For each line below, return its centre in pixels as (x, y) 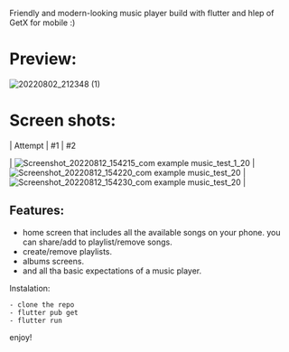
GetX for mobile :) (42, 23)
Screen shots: (63, 120)
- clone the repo (42, 305)
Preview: (43, 59)
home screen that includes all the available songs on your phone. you (151, 232)
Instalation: (30, 288)
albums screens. (53, 261)
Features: (37, 211)
